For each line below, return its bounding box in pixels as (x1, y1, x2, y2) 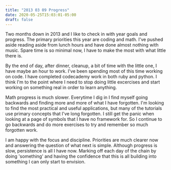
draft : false (5, 17, 33, 22)
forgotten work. (5, 127, 38, 133)
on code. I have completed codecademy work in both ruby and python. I (5, 74, 157, 80)
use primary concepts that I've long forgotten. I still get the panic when (5, 111, 155, 117)
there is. (5, 53, 22, 59)
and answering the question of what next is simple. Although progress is (5, 142, 157, 148)
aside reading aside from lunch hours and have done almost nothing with (5, 42, 159, 48)
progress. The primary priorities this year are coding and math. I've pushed (5, 36, 163, 42)
